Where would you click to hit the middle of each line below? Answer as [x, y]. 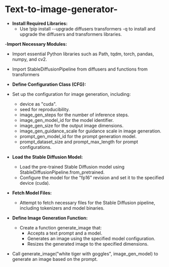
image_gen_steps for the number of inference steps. [74, 115]
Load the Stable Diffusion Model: [47, 157]
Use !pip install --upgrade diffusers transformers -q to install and [88, 28]
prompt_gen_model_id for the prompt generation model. [78, 136]
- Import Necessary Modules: [36, 44]
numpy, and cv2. [29, 59]
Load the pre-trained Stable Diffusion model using [72, 166]
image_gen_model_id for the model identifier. [67, 120]
